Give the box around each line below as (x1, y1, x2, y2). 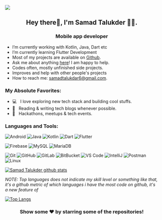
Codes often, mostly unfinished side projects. (12, 65, 104, 70)
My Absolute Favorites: (5, 87, 62, 94)
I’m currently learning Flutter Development (12, 49, 97, 55)
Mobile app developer (55, 33, 108, 40)
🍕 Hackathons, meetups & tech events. (12, 110, 92, 116)
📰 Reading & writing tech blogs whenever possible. (12, 105, 117, 111)
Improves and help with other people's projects (12, 70, 107, 76)
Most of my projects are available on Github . (12, 54, 101, 60)
